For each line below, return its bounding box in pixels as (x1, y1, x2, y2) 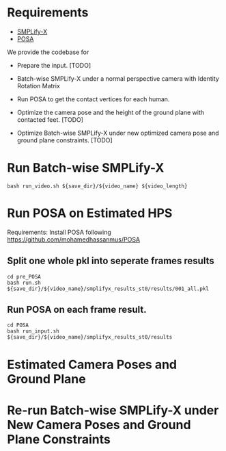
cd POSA (7, 322, 29, 329)
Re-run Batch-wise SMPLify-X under (7, 402, 219, 418)
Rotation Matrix (16, 81, 60, 90)
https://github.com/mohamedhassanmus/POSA (7, 235, 141, 244)
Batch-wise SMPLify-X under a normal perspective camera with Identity (16, 74, 220, 83)
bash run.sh (7, 279, 41, 286)
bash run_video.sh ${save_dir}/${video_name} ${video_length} (7, 183, 188, 190)
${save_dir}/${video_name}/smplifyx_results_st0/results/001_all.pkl (7, 285, 210, 292)
